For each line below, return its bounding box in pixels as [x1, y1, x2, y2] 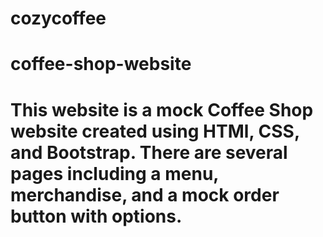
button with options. [10, 205, 183, 227]
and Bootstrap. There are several [10, 141, 288, 164]
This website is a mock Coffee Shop [10, 98, 314, 121]
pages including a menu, [10, 162, 219, 185]
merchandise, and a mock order [10, 183, 280, 206]
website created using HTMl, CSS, [10, 120, 300, 142]
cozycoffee [10, 7, 107, 30]
